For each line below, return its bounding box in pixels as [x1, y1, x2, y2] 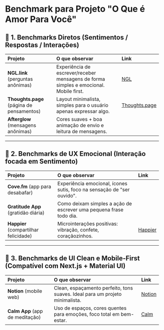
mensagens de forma [56, 76, 105, 82]
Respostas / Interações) [5, 40, 80, 49]
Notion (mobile [7, 288, 42, 294]
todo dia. [57, 212, 78, 219]
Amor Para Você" [5, 14, 77, 25]
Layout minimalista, [56, 96, 101, 102]
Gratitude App [7, 203, 41, 210]
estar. [54, 317, 67, 324]
